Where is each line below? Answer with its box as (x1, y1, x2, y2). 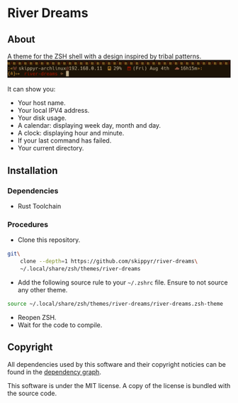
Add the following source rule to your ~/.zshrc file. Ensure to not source (17, 278, 228, 287)
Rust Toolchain (17, 202, 62, 211)
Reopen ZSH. (17, 313, 57, 321)
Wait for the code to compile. (17, 321, 103, 329)
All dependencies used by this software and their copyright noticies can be (7, 360, 227, 368)
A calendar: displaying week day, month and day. (17, 121, 161, 130)
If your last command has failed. (17, 136, 112, 145)
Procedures (7, 219, 48, 229)
